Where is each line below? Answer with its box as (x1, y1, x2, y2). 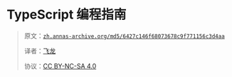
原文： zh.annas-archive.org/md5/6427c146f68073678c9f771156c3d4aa (23, 31, 225, 40)
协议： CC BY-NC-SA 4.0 (23, 61, 97, 70)
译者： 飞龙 (23, 46, 56, 55)
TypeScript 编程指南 (6, 6, 127, 23)
